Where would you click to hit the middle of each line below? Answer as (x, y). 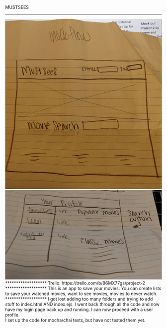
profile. (12, 315)
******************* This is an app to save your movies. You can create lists (83, 288)
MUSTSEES (17, 7)
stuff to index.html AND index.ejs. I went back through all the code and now (83, 304)
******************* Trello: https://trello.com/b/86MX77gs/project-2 (75, 283)
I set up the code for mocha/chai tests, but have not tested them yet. (75, 320)
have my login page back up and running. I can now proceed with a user (79, 310)
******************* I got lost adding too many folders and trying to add (79, 299)
